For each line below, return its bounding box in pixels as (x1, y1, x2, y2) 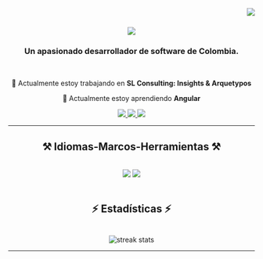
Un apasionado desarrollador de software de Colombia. (24, 46, 239, 57)
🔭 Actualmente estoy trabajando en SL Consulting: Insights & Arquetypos (11, 78, 252, 88)
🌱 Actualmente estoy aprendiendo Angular (62, 94, 201, 103)
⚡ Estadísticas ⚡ (91, 202, 172, 215)
